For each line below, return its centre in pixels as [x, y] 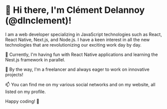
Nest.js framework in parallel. [35, 59]
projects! [14, 74]
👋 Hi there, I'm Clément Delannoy [75, 10]
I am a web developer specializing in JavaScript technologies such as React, [83, 34]
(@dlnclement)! [38, 21]
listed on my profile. [25, 92]
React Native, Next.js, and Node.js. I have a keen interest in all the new [78, 40]
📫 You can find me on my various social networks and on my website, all [80, 84]
